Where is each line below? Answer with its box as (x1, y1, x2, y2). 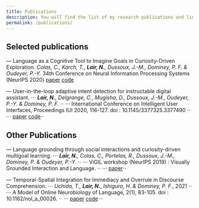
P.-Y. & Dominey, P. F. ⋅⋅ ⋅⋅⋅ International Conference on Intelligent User (6, 100, 178, 107)
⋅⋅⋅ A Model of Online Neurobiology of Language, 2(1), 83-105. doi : (6, 189, 169, 196)
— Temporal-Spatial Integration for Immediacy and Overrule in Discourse (6, 176, 184, 183)
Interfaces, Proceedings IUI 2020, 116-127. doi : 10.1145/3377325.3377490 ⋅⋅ (6, 107, 191, 114)
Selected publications (6, 41, 89, 52)
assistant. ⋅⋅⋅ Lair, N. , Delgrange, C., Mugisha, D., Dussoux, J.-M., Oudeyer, (6, 94, 190, 101)
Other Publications (6, 130, 77, 140)
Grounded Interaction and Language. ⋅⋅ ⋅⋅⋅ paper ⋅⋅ (6, 165, 126, 172)
